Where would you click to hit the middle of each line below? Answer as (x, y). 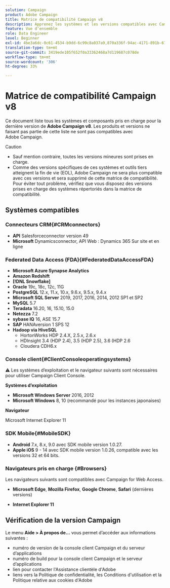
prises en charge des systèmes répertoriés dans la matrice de (77, 189)
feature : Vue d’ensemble (31, 29)
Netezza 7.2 (25, 314)
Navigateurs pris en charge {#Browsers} (56, 468)
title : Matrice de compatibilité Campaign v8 (54, 19)
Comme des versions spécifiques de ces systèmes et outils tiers (80, 167)
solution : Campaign (26, 10)
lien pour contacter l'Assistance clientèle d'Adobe (64, 569)
